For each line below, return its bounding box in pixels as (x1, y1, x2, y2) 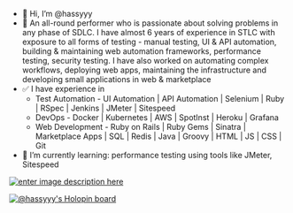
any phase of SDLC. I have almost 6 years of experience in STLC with (21, 27, 276, 37)
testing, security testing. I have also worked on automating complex (21, 56, 269, 65)
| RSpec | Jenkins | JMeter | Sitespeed (35, 103, 176, 113)
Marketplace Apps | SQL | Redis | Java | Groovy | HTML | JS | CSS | (35, 131, 282, 141)
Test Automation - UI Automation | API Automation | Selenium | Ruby (35, 94, 285, 103)
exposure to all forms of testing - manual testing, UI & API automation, (21, 36, 277, 47)
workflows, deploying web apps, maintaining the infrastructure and (21, 65, 267, 75)
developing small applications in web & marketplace (21, 74, 212, 84)
